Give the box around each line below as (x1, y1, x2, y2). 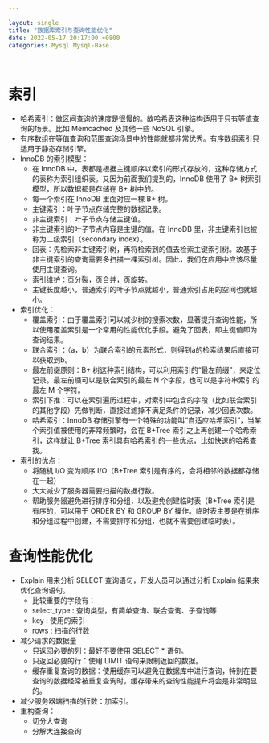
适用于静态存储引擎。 (19, 144, 91, 154)
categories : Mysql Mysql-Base (8, 41, 110, 49)
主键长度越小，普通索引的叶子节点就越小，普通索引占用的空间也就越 (31, 285, 258, 295)
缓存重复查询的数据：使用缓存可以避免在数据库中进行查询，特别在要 (31, 666, 258, 676)
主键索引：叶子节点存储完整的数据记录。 (31, 204, 166, 214)
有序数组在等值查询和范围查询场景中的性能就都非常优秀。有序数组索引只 (19, 134, 259, 143)
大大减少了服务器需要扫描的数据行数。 (31, 486, 159, 496)
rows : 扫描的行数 (31, 625, 90, 636)
